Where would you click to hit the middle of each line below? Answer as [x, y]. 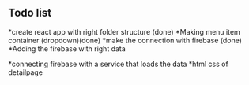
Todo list [30, 13]
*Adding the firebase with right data [67, 48]
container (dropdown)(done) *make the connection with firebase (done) [125, 40]
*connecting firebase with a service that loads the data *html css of [119, 64]
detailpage [26, 72]
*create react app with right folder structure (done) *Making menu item [124, 31]
